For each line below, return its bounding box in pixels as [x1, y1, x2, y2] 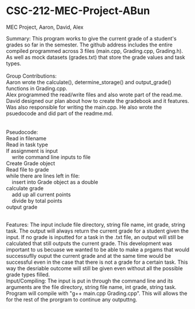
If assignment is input [6, 147, 58, 154]
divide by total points [11, 197, 63, 204]
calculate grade [6, 184, 44, 192]
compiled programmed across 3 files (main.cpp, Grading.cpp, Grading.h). [6, 47, 183, 54]
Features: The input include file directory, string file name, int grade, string [6, 221, 186, 228]
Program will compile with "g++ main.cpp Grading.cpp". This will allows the [6, 290, 187, 297]
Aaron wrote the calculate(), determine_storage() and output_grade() [6, 78, 172, 86]
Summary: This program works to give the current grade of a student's [6, 35, 177, 42]
